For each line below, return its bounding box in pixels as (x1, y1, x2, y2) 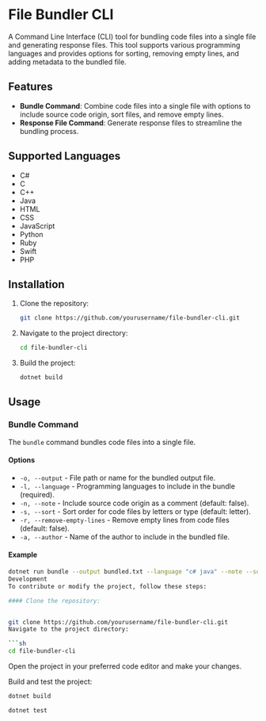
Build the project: (19, 359, 76, 368)
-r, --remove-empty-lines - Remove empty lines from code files (19, 515, 230, 524)
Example (8, 550, 38, 560)
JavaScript (19, 221, 55, 231)
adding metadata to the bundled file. (8, 57, 127, 67)
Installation (8, 278, 65, 291)
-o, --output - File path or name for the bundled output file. (19, 473, 216, 482)
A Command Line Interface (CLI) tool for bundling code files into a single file (8, 32, 256, 41)
